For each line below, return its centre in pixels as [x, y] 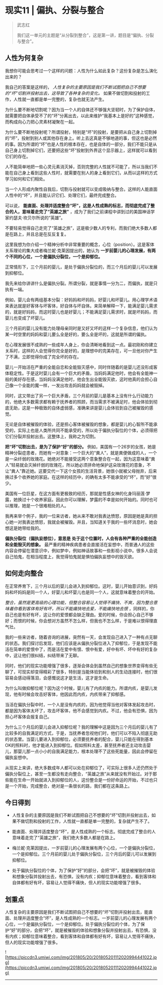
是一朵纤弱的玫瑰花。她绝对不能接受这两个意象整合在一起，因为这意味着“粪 [80, 459]
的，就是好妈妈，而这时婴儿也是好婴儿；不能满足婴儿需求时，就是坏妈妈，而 [81, 311]
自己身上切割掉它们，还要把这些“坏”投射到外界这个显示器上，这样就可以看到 [81, 150]
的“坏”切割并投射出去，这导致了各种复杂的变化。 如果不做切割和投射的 [75, 93]
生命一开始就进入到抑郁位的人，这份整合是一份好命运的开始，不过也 [85, 780]
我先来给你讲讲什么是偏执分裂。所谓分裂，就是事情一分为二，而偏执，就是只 [81, 283]
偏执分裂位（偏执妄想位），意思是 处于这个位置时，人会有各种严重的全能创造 [81, 538]
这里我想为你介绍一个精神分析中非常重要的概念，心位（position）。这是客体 [80, 244]
